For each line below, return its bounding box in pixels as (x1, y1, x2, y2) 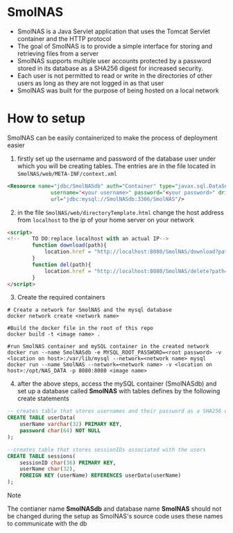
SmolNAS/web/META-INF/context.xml (17, 170, 117, 177)
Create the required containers (17, 293, 105, 302)
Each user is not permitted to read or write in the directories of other (17, 71, 213, 80)
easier (7, 140, 26, 149)
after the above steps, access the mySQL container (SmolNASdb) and (17, 379, 217, 388)
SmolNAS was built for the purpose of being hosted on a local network (17, 86, 220, 95)
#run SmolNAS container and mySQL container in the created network (7, 343, 209, 350)
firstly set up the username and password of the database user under (17, 154, 216, 163)
